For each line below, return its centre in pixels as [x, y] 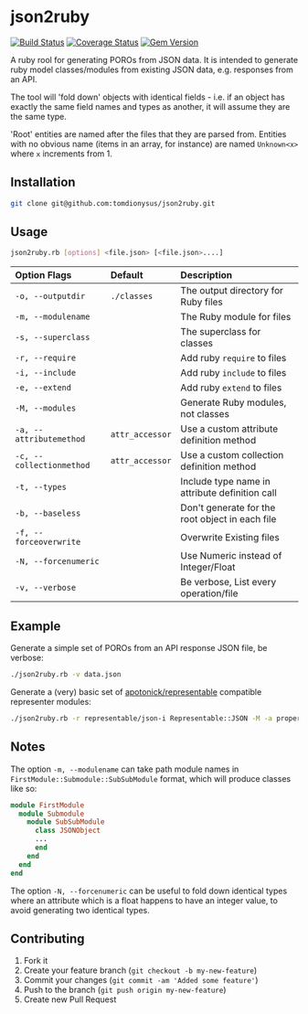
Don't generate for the [228, 507]
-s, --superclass [53, 337]
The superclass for [221, 332]
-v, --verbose [46, 588]
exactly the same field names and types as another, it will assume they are [150, 106]
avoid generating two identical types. [80, 910]
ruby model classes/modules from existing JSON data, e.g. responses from [152, 69]
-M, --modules [46, 408]
